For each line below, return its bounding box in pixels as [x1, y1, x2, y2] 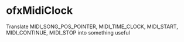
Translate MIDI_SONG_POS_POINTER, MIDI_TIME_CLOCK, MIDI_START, [6, 23, 179, 30]
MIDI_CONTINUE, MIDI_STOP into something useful [6, 29, 130, 36]
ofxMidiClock [6, 4, 73, 17]
